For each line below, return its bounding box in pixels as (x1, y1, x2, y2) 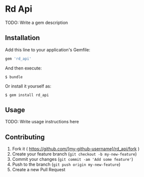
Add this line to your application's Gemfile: (5, 46, 90, 52)
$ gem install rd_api (5, 92, 49, 97)
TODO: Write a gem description (5, 20, 68, 25)
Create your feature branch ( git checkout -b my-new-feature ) (12, 151, 137, 157)
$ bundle (5, 74, 23, 79)
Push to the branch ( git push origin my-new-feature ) (12, 161, 121, 167)
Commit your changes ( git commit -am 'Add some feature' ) (12, 156, 133, 162)
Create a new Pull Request (12, 167, 66, 173)
